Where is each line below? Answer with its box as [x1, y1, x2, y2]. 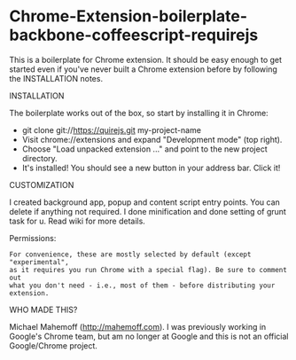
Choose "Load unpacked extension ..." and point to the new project [21, 144, 268, 154]
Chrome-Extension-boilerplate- [9, 6, 248, 27]
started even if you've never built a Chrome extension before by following [9, 64, 277, 74]
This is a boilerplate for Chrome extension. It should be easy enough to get [9, 54, 282, 65]
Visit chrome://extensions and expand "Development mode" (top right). [21, 134, 283, 145]
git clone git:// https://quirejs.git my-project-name [21, 124, 202, 135]
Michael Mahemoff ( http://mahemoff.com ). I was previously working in [9, 321, 267, 332]
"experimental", [9, 257, 69, 267]
